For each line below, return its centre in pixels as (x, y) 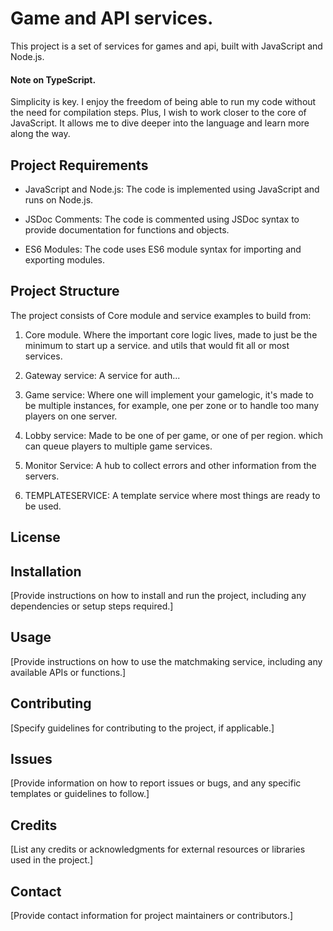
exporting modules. (64, 259)
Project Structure (65, 291)
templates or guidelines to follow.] (80, 794)
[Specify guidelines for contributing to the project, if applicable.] (142, 728)
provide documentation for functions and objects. (127, 229)
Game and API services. (112, 18)
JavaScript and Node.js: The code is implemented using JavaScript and (172, 189)
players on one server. (71, 416)
